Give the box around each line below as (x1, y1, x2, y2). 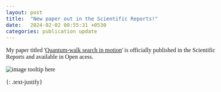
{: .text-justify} (6, 78, 43, 85)
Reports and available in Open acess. (6, 53, 94, 60)
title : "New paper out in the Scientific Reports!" (6, 15, 159, 22)
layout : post (6, 9, 43, 15)
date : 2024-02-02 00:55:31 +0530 (6, 21, 107, 28)
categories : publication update (6, 28, 97, 34)
